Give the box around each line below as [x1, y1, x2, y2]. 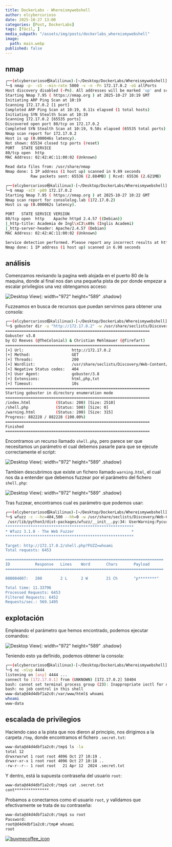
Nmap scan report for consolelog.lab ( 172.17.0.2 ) [5, 197, 116, 203]
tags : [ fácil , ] [5, 27, 40, 32]
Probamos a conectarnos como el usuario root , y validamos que [5, 797, 141, 803]
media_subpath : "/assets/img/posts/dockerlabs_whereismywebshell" [5, 31, 150, 37]
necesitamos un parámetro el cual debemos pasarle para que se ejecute [5, 443, 158, 450]
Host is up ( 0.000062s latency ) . [5, 202, 77, 207]
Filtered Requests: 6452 [5, 594, 58, 600]
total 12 [5, 749, 24, 754]
